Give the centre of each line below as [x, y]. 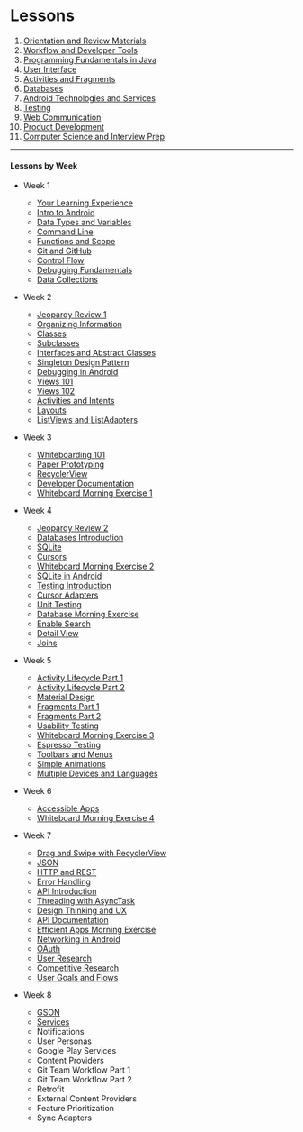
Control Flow [60, 260]
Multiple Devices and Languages [97, 774]
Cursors [51, 557]
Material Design [66, 697]
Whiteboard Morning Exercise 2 [95, 566]
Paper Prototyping [71, 464]
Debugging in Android [77, 372]
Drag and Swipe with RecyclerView [102, 854]
